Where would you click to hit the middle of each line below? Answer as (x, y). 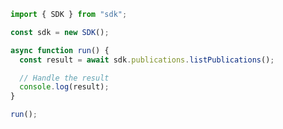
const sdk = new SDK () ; (60, 32)
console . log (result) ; (64, 87)
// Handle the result (64, 78)
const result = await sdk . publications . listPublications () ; (147, 60)
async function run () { (60, 50)
